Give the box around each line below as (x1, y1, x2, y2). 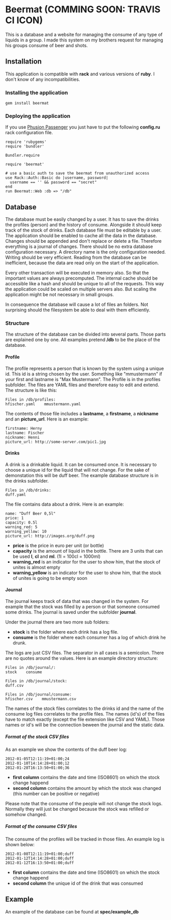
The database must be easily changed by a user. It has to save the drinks (5, 216, 159, 222)
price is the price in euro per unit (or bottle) (12, 542, 104, 549)
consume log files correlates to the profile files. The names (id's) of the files (5, 711, 165, 717)
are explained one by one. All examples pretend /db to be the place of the (5, 337, 160, 343)
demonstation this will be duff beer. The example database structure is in (5, 472, 159, 478)
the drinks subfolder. (5, 477, 49, 484)
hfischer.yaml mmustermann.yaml (5, 401, 81, 407)
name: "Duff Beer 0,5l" (5, 511, 56, 516)
